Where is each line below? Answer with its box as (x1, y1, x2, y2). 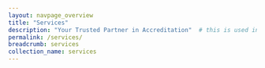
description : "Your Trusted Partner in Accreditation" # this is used (8, 26, 248, 34)
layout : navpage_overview (8, 11, 93, 20)
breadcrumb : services (8, 41, 80, 48)
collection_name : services (8, 48, 97, 55)
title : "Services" (8, 19, 69, 27)
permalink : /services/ (8, 33, 83, 41)
